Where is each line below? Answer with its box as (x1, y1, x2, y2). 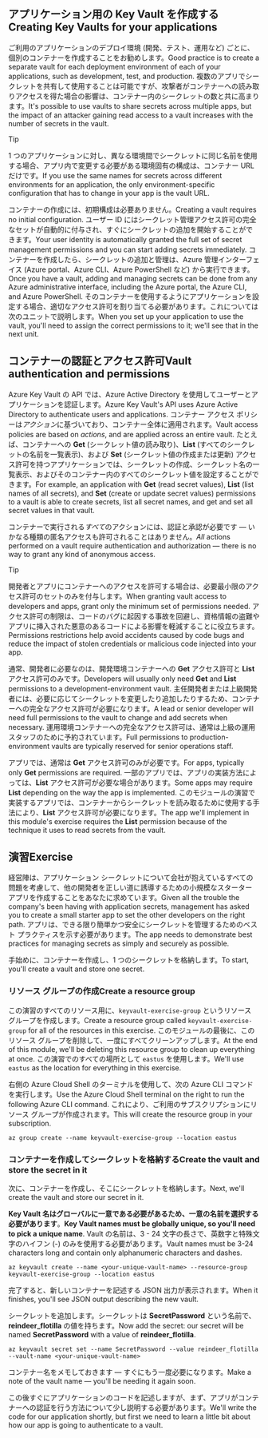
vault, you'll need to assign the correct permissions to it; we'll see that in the (8, 321, 259, 330)
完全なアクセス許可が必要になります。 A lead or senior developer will (29, 703, 254, 713)
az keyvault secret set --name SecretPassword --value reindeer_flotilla (8, 1345, 259, 1353)
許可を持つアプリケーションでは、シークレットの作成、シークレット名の (14, 459, 253, 469)
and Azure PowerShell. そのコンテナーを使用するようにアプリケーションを (8, 291, 253, 301)
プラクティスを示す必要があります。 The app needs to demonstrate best (17, 930, 253, 939)
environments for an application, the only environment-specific (8, 179, 215, 189)
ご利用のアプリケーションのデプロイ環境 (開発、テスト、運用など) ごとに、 (8, 42, 255, 52)
